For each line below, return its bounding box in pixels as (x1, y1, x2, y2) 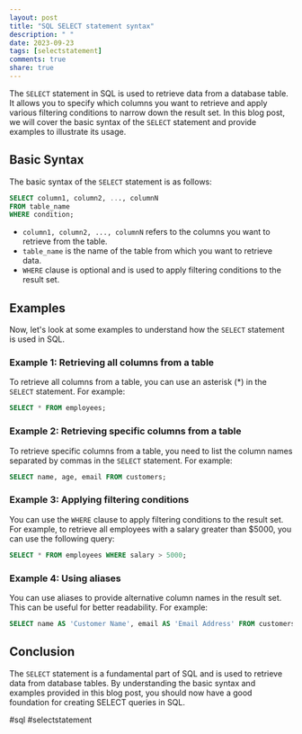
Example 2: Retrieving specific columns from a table (9, 425, 242, 437)
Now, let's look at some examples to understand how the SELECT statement (9, 325, 285, 336)
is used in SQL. (9, 334, 66, 345)
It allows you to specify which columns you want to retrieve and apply (9, 97, 268, 108)
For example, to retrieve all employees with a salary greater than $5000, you (9, 524, 292, 534)
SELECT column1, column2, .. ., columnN (9, 193, 159, 202)
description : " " (9, 30, 75, 39)
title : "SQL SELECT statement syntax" (9, 22, 155, 31)
